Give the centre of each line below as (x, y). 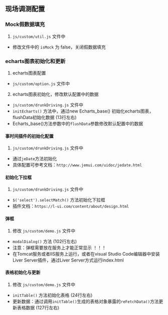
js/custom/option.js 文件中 (41, 83)
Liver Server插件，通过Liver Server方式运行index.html (68, 260)
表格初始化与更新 (23, 272)
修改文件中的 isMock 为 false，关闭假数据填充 (59, 47)
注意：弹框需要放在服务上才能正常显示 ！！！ (59, 247)
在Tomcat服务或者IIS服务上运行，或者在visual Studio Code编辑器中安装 (86, 253)
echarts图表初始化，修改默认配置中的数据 (55, 94)
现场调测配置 (25, 9)
